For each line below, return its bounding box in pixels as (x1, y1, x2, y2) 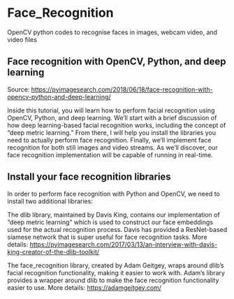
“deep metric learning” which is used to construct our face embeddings (7, 218, 214, 226)
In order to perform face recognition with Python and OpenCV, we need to (7, 189, 220, 198)
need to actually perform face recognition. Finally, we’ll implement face (7, 136, 212, 144)
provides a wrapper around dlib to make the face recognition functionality (7, 276, 219, 284)
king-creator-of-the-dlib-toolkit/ (7, 247, 100, 256)
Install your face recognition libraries (7, 171, 171, 183)
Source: (7, 85, 30, 94)
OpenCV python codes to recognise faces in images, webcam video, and (7, 28, 218, 36)
